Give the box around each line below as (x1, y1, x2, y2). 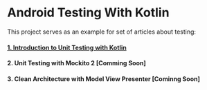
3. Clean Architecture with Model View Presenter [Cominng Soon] (7, 74, 201, 83)
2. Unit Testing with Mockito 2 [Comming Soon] (7, 59, 147, 67)
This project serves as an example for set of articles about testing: (7, 27, 196, 36)
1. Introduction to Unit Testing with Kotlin (7, 43, 127, 52)
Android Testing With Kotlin (7, 5, 170, 21)
